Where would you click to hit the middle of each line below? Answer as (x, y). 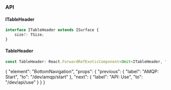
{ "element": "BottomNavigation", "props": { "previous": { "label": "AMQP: (82, 71)
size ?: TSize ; (29, 35)
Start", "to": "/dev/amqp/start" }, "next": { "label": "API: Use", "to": (74, 77)
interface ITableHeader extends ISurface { (52, 30)
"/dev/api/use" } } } (25, 82)
